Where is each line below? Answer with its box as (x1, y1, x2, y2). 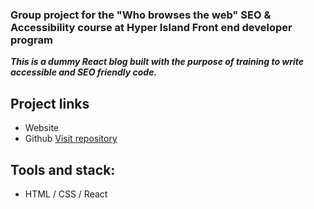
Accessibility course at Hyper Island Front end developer (10, 20, 293, 34)
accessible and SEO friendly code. (10, 66, 158, 78)
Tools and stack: (10, 161, 116, 178)
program (10, 33, 53, 47)
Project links (10, 95, 90, 112)
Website (24, 122, 60, 134)
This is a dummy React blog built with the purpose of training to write (10, 56, 305, 68)
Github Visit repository (24, 133, 118, 145)
